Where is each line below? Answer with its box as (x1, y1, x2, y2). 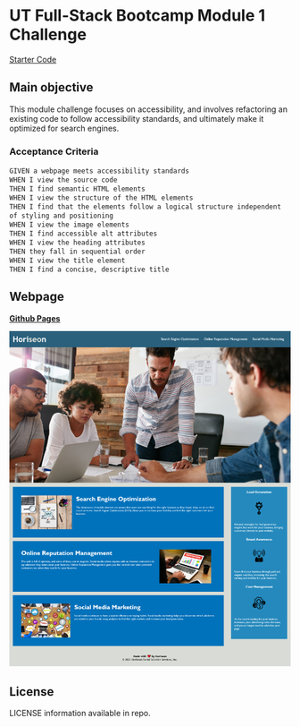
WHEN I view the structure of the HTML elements (9, 193, 194, 202)
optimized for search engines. (9, 123, 120, 133)
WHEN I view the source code (9, 175, 118, 184)
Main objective (9, 80, 94, 95)
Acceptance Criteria (9, 145, 99, 158)
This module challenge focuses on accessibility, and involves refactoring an (9, 104, 288, 115)
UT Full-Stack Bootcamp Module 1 (9, 5, 266, 26)
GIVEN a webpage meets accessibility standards (9, 167, 190, 175)
